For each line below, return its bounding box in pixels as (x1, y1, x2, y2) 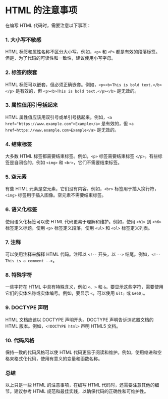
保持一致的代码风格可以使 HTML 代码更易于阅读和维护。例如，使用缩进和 (5, 349, 157, 355)
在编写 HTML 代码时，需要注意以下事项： (5, 22, 91, 28)
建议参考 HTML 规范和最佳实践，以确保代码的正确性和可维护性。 (14, 388, 149, 394)
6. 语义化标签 (5, 206, 37, 213)
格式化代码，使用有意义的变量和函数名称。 (14, 355, 102, 362)
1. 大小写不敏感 (5, 36, 42, 43)
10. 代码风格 (5, 337, 34, 344)
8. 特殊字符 (5, 271, 32, 278)
